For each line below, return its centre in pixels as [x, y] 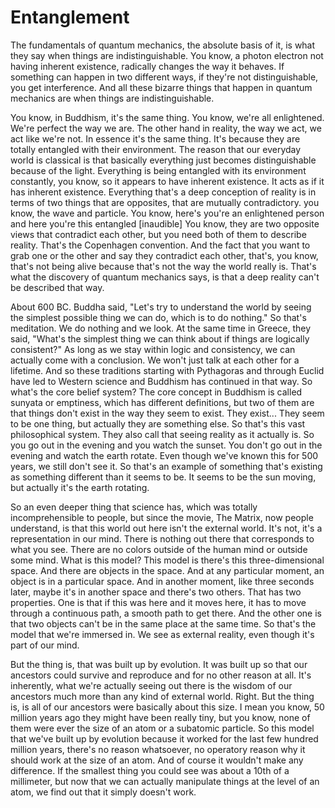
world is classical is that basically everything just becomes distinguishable [163, 160]
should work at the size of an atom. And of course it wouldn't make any [157, 760]
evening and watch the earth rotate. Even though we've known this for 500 [164, 455]
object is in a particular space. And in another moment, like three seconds [162, 581]
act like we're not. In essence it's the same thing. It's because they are [155, 138]
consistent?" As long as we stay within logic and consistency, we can [153, 349]
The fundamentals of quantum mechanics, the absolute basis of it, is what [163, 45]
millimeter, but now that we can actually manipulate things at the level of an [165, 781]
